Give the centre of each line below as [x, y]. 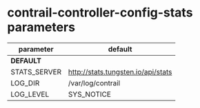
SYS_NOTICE [90, 94]
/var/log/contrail [94, 83]
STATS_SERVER [36, 72]
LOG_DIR [25, 83]
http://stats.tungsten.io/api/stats [120, 72]
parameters [41, 27]
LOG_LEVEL [30, 94]
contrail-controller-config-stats [100, 13]
